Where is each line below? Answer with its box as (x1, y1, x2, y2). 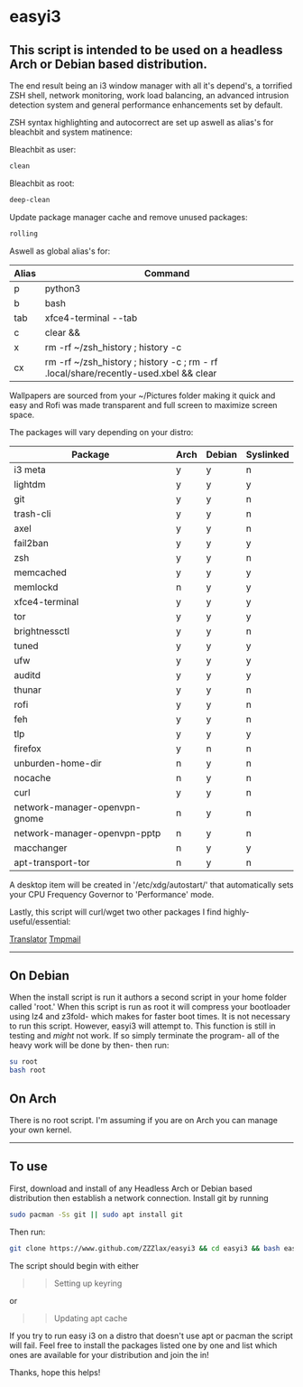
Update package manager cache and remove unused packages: (9, 211, 248, 222)
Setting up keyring (53, 1278, 123, 1289)
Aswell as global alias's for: (9, 246, 111, 256)
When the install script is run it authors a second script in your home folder (9, 991, 287, 1003)
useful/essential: (9, 916, 71, 926)
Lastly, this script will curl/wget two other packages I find (9, 906, 222, 917)
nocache (14, 771, 51, 784)
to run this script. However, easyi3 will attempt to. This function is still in (9, 1020, 277, 1031)
